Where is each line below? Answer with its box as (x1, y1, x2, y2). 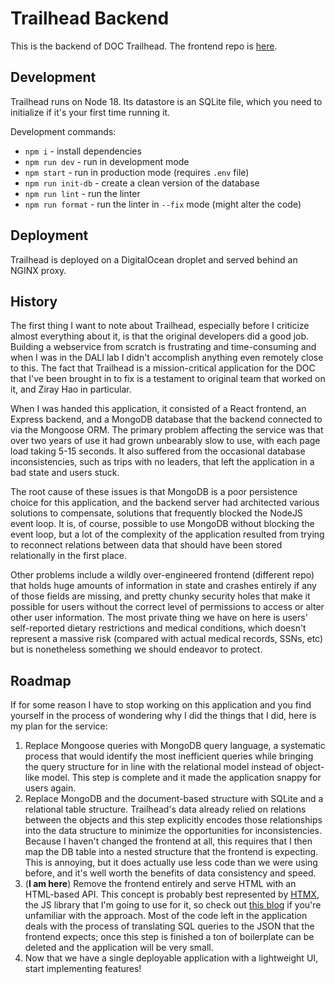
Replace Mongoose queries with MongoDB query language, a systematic (24, 740, 326, 752)
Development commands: (10, 125, 117, 137)
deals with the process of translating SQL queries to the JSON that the (24, 920, 315, 932)
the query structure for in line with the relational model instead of (24, 761, 293, 773)
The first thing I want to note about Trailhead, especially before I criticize (10, 320, 310, 332)
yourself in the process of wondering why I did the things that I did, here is (10, 710, 317, 722)
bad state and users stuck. (10, 467, 120, 479)
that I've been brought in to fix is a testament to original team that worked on (10, 373, 326, 385)
